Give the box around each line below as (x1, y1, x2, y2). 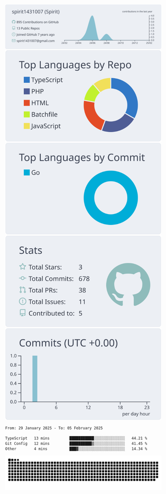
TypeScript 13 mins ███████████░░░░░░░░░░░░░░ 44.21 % (5, 436, 148, 441)
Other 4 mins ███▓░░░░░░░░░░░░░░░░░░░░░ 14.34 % (5, 446, 148, 451)
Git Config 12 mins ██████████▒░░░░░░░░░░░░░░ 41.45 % (5, 441, 148, 446)
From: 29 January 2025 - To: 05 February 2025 (5, 426, 103, 431)
